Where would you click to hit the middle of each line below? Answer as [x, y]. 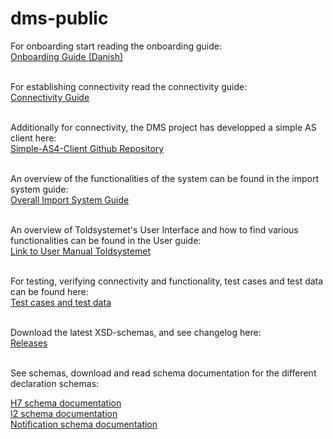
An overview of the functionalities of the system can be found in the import [165, 178]
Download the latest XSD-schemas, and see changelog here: [136, 332]
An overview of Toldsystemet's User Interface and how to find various [154, 229]
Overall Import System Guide [70, 199]
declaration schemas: [55, 383]
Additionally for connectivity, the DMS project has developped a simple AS [163, 127]
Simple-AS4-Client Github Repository [87, 148]
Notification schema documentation [84, 424]
